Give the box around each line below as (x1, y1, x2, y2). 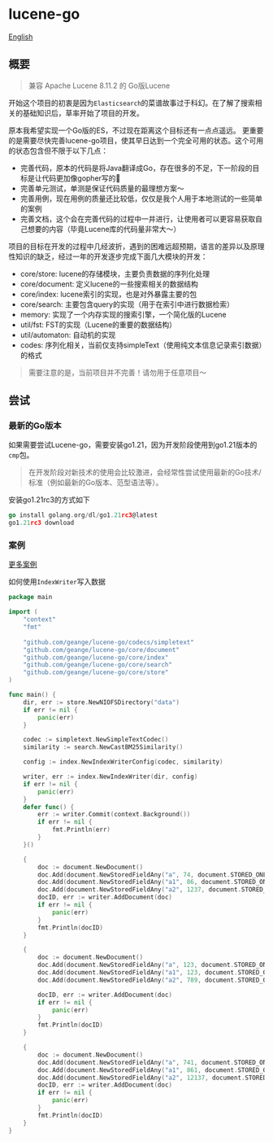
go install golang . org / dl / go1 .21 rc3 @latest (8, 511, 158, 519)
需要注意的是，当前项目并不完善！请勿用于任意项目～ (28, 367, 207, 377)
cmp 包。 (8, 450, 34, 460)
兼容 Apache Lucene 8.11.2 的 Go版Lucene (28, 81, 171, 90)
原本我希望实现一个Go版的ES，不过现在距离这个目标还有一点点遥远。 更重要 (8, 125, 264, 135)
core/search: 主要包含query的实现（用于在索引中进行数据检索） (19, 299, 234, 309)
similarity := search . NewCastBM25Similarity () (23, 743, 184, 751)
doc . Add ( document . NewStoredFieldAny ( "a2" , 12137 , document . (37, 1074, 245, 1082)
